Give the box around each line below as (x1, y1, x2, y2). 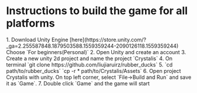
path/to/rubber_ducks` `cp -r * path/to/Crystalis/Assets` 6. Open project (6, 67, 182, 74)
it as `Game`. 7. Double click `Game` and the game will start (6, 79, 150, 87)
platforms (6, 16, 55, 30)
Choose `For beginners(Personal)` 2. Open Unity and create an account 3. (6, 48, 186, 55)
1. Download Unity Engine (6, 36, 69, 43)
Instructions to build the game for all (6, 4, 188, 18)
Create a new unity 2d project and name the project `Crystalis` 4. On (6, 55, 173, 62)
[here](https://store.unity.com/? (69, 36, 147, 43)
